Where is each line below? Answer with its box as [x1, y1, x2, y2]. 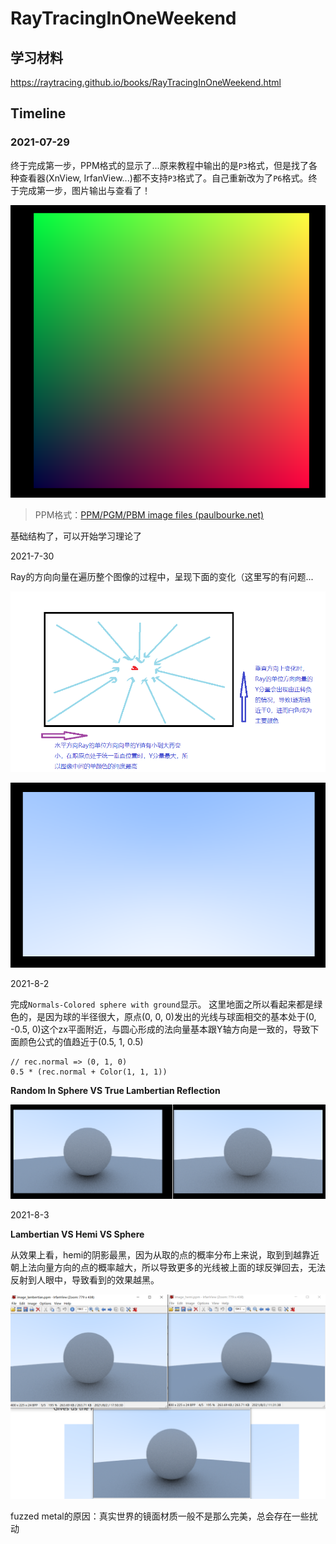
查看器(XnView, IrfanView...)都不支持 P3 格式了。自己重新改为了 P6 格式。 [18, 172, 309, 184]
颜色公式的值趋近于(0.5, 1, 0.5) [18, 1035, 144, 1047]
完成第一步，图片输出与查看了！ [18, 184, 151, 196]
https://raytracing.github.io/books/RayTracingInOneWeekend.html [10, 77, 282, 88]
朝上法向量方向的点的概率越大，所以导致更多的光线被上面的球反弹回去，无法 [10, 1261, 326, 1273]
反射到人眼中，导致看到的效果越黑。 [10, 1273, 160, 1286]
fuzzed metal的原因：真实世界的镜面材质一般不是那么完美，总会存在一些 [10, 1510, 310, 1522]
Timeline [10, 105, 67, 122]
